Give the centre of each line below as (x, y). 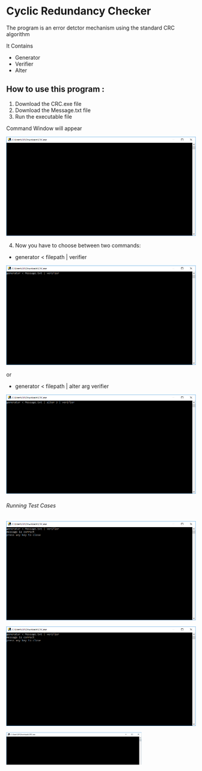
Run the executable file (43, 116)
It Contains (20, 46)
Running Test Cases (31, 506)
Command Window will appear (44, 128)
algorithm (18, 34)
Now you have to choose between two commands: (78, 246)
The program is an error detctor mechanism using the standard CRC (90, 28)
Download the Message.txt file (53, 110)
